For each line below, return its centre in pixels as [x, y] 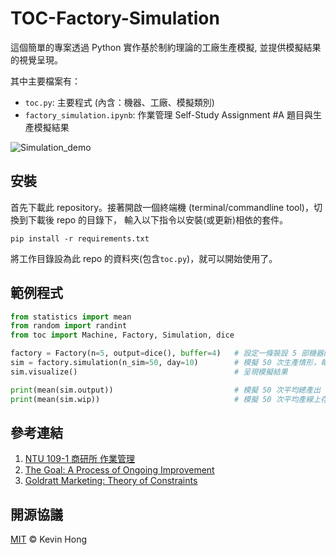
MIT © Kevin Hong [48, 539]
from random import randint [69, 326]
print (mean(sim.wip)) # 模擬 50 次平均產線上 [166, 399]
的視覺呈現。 [36, 59]
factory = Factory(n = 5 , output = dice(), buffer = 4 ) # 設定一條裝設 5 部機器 [167, 353]
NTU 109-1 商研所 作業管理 [79, 459]
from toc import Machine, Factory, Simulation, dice [122, 335]
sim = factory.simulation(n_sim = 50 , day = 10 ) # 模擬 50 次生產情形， [166, 363]
